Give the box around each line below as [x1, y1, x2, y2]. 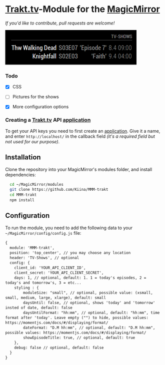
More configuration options [12, 104, 69, 110]
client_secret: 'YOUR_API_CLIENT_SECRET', [14, 270, 104, 275]
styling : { [14, 285, 39, 290]
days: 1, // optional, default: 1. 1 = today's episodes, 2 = [14, 275, 146, 280]
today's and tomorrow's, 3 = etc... [5, 280, 81, 285]
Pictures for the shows [12, 94, 59, 100]
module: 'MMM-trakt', [9, 245, 55, 250]
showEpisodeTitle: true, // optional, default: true [23, 335, 135, 340]
